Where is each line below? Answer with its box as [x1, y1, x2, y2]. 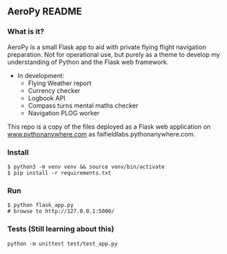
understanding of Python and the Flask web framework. [7, 58, 169, 66]
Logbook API [27, 94, 65, 102]
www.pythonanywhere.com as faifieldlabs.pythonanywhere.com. [7, 129, 195, 138]
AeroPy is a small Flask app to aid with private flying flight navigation [7, 42, 207, 51]
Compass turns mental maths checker [27, 101, 138, 110]
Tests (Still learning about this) [7, 224, 115, 234]
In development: [17, 71, 65, 80]
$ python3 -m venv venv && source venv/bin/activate [7, 163, 165, 170]
